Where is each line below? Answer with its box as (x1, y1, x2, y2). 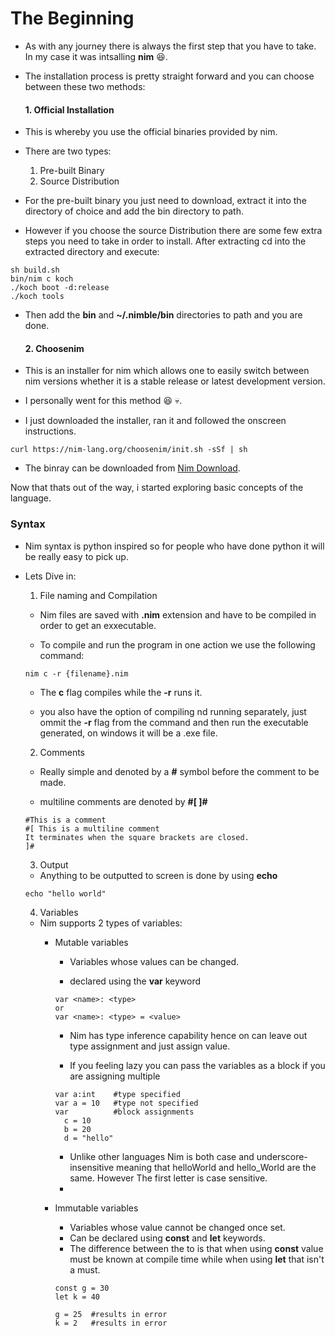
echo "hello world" (24, 888, 107, 899)
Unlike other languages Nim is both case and (69, 1150, 255, 1162)
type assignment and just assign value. (69, 1040, 231, 1052)
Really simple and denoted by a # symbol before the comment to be (39, 765, 320, 777)
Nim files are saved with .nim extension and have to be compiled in (39, 608, 317, 621)
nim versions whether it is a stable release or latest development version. (24, 375, 326, 387)
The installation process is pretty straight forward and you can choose (24, 70, 315, 82)
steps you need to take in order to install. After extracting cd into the (24, 235, 307, 247)
